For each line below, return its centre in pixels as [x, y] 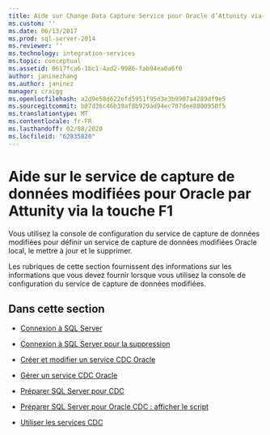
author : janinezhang [43, 76]
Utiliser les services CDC [61, 423]
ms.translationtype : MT [49, 114]
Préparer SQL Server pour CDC [72, 391]
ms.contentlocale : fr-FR [50, 122]
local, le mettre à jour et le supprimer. [71, 250]
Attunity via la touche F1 [91, 211]
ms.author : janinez [41, 83]
